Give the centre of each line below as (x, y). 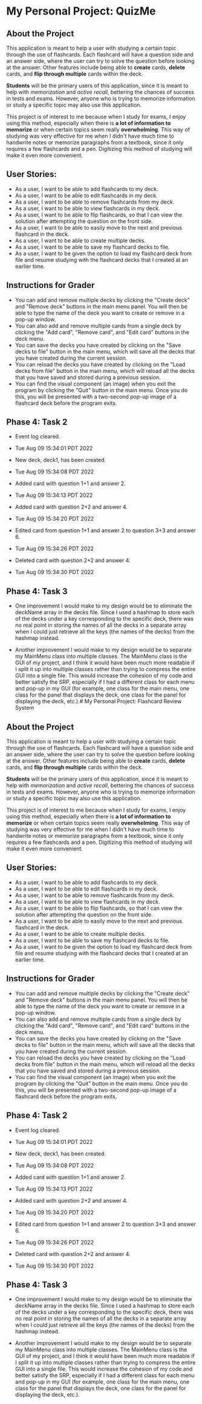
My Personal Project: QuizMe (81, 11)
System (24, 708)
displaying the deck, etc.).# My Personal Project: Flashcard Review (98, 701)
